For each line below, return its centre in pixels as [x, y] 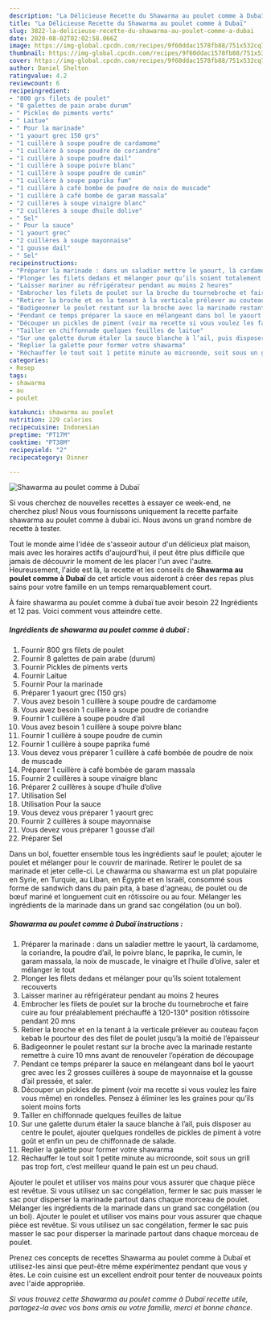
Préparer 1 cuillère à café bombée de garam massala [108, 770]
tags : [18, 376]
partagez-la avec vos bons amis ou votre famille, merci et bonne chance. [131, 1308]
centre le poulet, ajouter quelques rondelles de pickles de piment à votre [141, 1132]
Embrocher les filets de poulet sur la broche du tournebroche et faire [134, 1004]
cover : [20, 61]
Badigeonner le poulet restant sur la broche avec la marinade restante [136, 1047]
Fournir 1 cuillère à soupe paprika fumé [85, 744]
